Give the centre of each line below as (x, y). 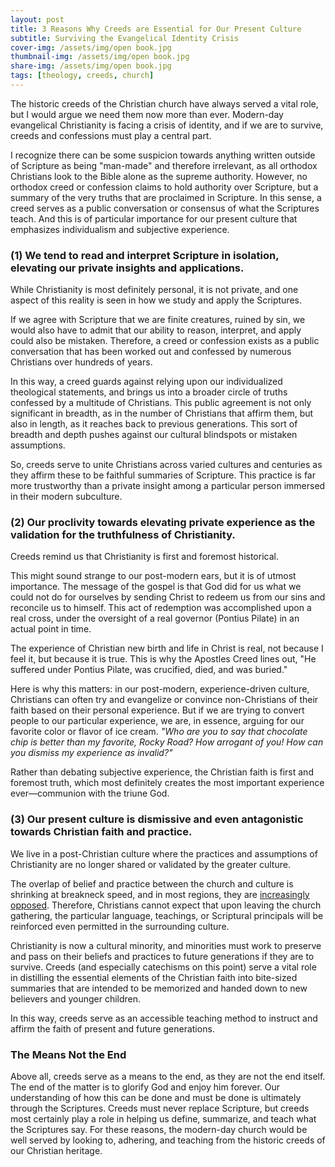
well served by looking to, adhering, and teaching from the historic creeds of (168, 1140)
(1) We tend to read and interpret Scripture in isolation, (145, 255)
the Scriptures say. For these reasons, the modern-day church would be (159, 1130)
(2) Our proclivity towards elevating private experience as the (163, 523)
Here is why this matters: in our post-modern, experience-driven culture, (160, 689)
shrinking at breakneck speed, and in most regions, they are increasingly (160, 894)
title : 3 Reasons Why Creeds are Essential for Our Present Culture (156, 29)
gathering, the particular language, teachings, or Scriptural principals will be (167, 915)
